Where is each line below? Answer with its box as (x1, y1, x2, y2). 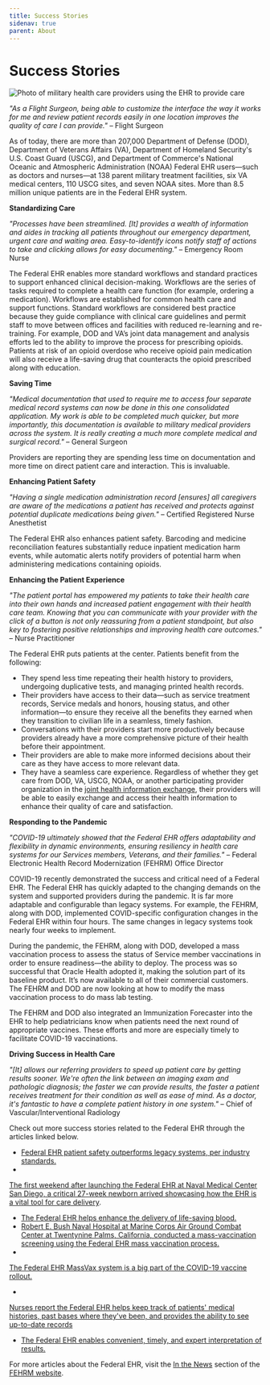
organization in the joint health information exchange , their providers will (20, 785, 260, 794)
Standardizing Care (9, 203, 76, 214)
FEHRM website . (9, 1368, 64, 1378)
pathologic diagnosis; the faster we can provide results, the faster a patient (9, 1082, 260, 1092)
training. (9, 329, 37, 338)
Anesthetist (9, 518, 47, 528)
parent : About (9, 27, 57, 35)
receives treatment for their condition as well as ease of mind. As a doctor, (9, 1091, 257, 1101)
